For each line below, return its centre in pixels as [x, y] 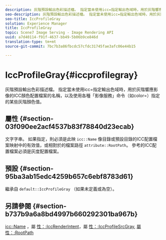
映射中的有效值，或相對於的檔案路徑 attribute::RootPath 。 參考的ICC [81, 145]
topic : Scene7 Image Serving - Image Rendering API [59, 33]
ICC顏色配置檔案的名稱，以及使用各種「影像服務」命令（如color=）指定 [87, 95]
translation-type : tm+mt [31, 42]
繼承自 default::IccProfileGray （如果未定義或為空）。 [61, 189]
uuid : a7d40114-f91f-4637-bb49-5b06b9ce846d [52, 37]
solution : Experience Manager [36, 23]
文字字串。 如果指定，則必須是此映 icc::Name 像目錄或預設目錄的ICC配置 [79, 139]
